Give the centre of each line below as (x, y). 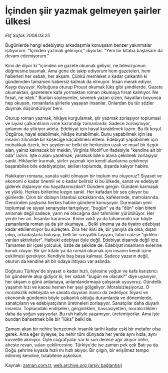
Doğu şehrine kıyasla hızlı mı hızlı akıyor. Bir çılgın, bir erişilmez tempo (77, 350)
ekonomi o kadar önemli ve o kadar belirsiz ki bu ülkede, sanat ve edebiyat (82, 181)
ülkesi (18, 21)
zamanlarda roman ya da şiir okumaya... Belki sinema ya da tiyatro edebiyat (83, 224)
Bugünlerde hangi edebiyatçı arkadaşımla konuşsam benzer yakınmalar (78, 45)
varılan (12, 240)
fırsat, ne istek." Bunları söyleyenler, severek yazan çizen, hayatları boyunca (83, 98)
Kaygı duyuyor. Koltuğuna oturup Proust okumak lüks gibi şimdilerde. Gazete (84, 87)
